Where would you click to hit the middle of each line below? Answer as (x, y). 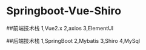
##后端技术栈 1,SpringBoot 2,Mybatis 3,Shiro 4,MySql (73, 40)
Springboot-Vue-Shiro (64, 11)
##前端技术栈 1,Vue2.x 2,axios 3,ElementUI (60, 28)
